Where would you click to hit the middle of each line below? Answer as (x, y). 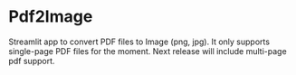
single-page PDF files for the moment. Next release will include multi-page (148, 51)
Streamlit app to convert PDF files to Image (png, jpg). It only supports (139, 42)
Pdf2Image (51, 17)
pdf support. (32, 61)
